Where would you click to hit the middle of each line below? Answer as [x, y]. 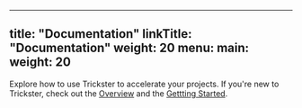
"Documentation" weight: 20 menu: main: [129, 48]
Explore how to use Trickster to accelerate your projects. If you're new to [144, 84]
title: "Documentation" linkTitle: [101, 34]
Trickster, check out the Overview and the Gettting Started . [119, 93]
